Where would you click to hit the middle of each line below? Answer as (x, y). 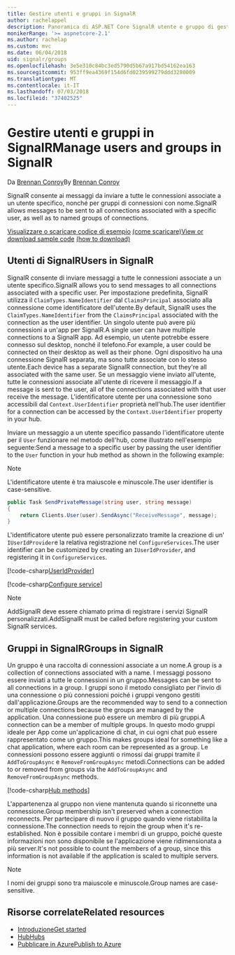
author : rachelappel (37, 20)
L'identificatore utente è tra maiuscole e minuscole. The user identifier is (111, 482)
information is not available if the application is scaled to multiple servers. (113, 856)
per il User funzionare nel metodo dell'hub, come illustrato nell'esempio (109, 440)
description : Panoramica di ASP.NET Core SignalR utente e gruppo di (111, 27)
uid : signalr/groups (37, 59)
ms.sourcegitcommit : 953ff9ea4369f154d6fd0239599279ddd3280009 (101, 72)
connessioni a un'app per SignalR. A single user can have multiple (101, 330)
